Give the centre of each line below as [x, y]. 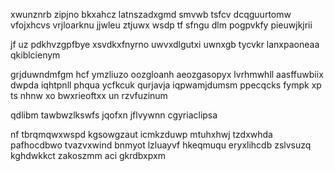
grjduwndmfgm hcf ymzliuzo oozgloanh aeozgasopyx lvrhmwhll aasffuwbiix [167, 74]
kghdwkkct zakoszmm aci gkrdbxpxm [88, 155]
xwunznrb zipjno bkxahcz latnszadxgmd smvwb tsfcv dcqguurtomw [151, 14]
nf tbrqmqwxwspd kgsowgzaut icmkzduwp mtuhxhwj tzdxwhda [141, 134]
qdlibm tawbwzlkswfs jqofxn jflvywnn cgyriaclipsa [114, 115]
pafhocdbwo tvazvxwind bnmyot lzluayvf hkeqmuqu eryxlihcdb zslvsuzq [161, 145]
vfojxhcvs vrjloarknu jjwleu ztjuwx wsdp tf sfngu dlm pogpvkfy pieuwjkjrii [161, 25]
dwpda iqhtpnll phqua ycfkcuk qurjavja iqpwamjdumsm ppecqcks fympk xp [166, 85]
